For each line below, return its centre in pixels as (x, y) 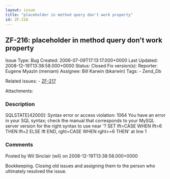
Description (20, 104)
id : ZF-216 (17, 19)
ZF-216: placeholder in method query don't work (84, 40)
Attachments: (19, 91)
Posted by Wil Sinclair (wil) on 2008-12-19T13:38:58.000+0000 (72, 156)
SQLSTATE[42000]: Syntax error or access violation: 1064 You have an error (86, 115)
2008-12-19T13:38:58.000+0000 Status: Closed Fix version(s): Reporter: (81, 66)
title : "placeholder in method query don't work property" (69, 15)
